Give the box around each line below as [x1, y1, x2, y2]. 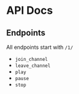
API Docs [6, 4, 53, 17]
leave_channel [14, 63, 51, 69]
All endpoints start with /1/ [6, 43, 74, 51]
